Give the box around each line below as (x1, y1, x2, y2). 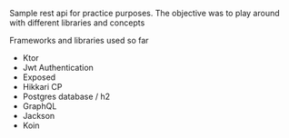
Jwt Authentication (22, 63, 94, 73)
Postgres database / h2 (22, 91, 111, 102)
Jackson (22, 111, 55, 121)
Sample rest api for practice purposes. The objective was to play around (9, 8, 280, 18)
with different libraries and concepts (9, 17, 145, 28)
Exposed (22, 72, 56, 83)
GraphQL (22, 101, 57, 112)
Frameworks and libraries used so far (9, 35, 149, 45)
